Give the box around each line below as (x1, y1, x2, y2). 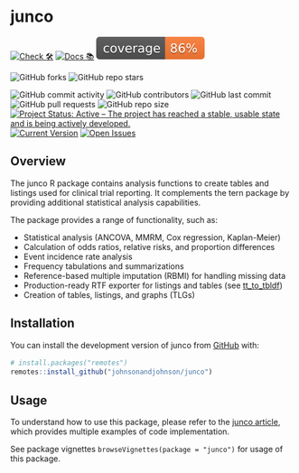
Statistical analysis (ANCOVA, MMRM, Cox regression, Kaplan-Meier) (23, 232, 281, 243)
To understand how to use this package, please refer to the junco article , (10, 417, 281, 428)
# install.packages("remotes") (10, 358, 128, 367)
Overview (10, 153, 67, 169)
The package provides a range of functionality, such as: (10, 214, 218, 225)
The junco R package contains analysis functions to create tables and (10, 178, 269, 189)
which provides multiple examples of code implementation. (10, 426, 229, 437)
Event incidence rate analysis (23, 251, 134, 262)
